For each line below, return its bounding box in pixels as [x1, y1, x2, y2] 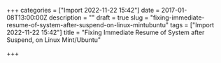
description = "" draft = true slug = [49, 13, 149, 22]
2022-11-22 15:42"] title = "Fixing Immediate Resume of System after [6, 28, 205, 36]
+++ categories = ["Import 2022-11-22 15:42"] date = [6, 6, 160, 14]
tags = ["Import [170, 21, 215, 29]
